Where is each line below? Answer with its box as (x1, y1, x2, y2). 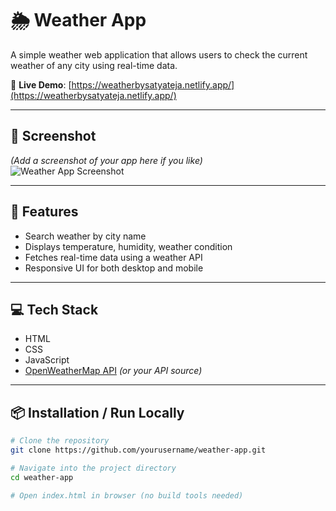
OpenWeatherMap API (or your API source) (24, 365, 203, 377)
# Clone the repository (10, 436, 110, 446)
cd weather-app (10, 472, 74, 482)
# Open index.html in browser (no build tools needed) (10, 490, 244, 501)
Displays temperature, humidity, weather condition (24, 240, 233, 252)
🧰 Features (10, 203, 79, 221)
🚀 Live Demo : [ (10, 78, 72, 91)
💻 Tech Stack (10, 301, 99, 318)
